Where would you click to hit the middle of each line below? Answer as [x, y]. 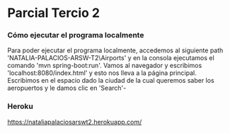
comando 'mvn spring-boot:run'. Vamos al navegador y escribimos [105, 66]
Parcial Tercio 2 [54, 13]
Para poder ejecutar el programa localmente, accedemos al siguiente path [115, 50]
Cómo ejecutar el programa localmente [76, 35]
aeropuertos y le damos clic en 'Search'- [67, 88]
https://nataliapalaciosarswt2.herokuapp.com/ [75, 122]
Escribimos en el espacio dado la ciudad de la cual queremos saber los [111, 81]
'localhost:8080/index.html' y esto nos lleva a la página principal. [102, 73]
